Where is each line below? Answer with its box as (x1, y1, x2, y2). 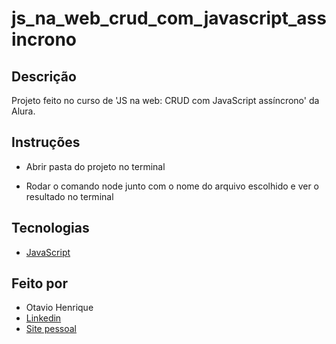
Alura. (11, 105, 36, 117)
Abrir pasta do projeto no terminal (25, 160, 166, 172)
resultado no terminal (25, 190, 114, 202)
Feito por (11, 275, 68, 292)
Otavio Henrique (25, 302, 94, 314)
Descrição (11, 68, 77, 85)
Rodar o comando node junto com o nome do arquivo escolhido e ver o (25, 180, 320, 192)
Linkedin (25, 312, 62, 324)
